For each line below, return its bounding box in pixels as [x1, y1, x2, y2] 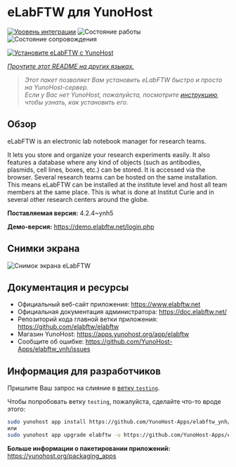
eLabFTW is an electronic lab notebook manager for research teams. [7, 137, 206, 145]
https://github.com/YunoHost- [85, 337, 173, 346]
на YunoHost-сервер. [24, 83, 89, 91]
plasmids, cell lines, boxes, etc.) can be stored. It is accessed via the [7, 165, 206, 174]
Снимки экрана [7, 243, 80, 255]
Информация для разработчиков [7, 365, 162, 377]
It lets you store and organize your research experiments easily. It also [7, 150, 211, 158]
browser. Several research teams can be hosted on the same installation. [7, 172, 218, 181]
